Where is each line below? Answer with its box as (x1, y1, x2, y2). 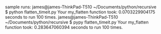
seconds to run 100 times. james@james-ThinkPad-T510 (5, 14, 119, 20)
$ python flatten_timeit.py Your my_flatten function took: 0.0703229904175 (5, 9, 155, 15)
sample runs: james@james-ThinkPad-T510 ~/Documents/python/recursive (5, 4, 157, 10)
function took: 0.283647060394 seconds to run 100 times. (5, 24, 123, 30)
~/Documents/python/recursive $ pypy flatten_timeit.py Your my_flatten (5, 19, 149, 25)
